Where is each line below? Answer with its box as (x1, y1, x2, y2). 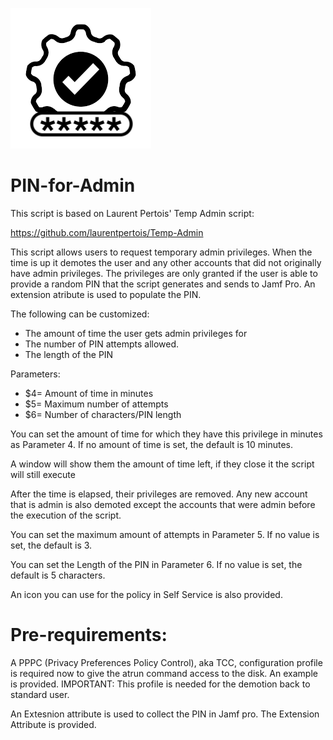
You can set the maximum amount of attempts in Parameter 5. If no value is (10, 528, 320, 540)
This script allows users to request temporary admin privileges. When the (10, 246, 313, 258)
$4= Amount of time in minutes (24, 387, 154, 399)
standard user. (10, 688, 70, 700)
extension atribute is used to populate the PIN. (10, 288, 202, 300)
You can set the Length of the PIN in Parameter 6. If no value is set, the (10, 558, 303, 570)
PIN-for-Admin (10, 174, 136, 197)
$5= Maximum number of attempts (24, 398, 169, 410)
